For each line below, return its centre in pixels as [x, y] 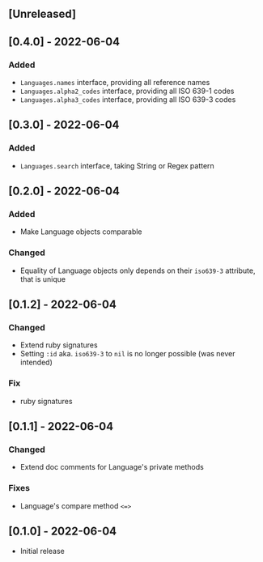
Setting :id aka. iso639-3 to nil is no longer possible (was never [128, 354]
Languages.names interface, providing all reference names [115, 83]
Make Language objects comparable [81, 232]
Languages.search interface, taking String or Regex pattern [117, 165]
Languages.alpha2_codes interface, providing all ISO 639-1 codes [127, 91]
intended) [36, 362]
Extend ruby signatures [59, 345]
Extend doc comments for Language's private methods [112, 467]
